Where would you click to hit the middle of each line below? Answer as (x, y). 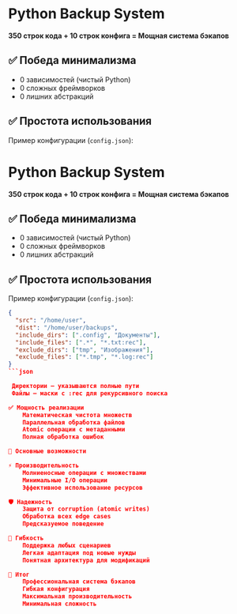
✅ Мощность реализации (46, 408)
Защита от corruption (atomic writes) (86, 509)
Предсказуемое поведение (63, 524)
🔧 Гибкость (26, 538)
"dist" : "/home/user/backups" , (67, 328)
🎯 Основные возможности (47, 451)
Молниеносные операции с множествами (85, 473)
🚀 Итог (19, 574)
